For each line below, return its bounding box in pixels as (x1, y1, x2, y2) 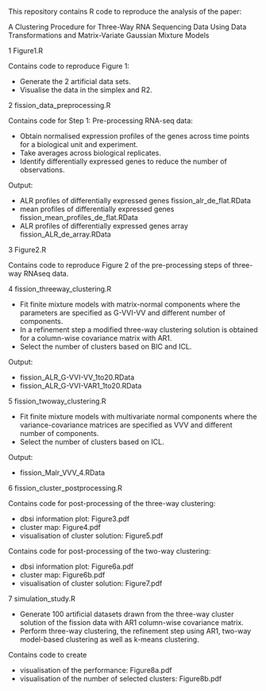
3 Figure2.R (8, 245, 46, 254)
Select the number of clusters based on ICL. (19, 437, 164, 446)
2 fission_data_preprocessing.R (8, 101, 111, 110)
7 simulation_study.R (8, 594, 75, 603)
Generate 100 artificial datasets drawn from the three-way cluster (19, 609, 234, 619)
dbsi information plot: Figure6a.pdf (19, 562, 134, 571)
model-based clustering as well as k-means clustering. (19, 635, 200, 644)
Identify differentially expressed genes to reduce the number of (19, 156, 228, 166)
